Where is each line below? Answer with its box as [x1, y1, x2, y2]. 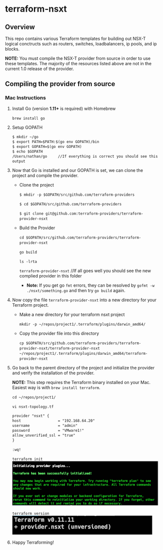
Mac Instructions [5, 94, 46, 101]
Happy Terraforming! [12, 539, 54, 545]
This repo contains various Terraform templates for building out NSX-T [5, 36, 146, 41]
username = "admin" [12, 423, 78, 428]
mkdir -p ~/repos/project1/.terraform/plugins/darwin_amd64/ [19, 322, 146, 327]
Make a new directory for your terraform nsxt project [19, 312, 125, 317]
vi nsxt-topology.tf [12, 404, 54, 409]
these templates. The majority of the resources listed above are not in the [5, 61, 152, 66]
